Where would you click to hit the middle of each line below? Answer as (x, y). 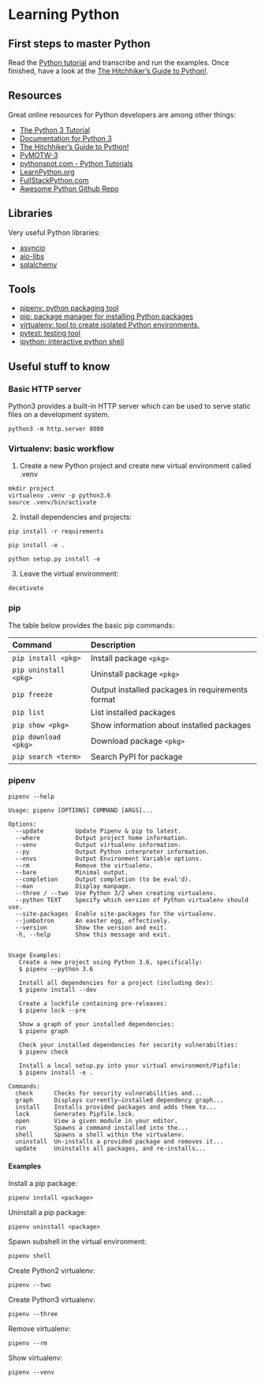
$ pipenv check (43, 1052)
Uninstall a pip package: (47, 1213)
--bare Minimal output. (72, 873)
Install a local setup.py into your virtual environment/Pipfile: (130, 1066)
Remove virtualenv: (39, 1329)
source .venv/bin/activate (52, 502)
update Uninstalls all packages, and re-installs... (111, 1149)
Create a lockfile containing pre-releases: (93, 1004)
